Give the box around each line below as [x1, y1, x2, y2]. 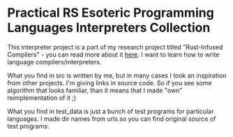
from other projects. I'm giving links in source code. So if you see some [7, 78, 212, 87]
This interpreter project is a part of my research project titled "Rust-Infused [7, 43, 223, 51]
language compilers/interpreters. [7, 57, 102, 66]
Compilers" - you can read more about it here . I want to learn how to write [7, 50, 220, 59]
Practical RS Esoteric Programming [7, 5, 214, 21]
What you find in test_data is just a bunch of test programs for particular [7, 107, 214, 115]
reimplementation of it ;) [7, 93, 77, 102]
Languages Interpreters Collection [7, 20, 211, 36]
